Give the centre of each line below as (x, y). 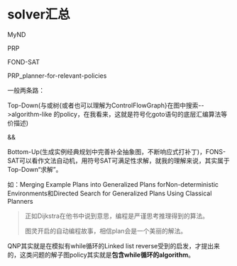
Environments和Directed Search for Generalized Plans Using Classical (110, 193)
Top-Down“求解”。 (35, 169)
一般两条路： (26, 90)
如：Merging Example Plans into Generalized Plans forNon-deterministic (113, 184)
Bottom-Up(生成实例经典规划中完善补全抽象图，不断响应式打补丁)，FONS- (116, 151)
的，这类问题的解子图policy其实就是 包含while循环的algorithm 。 (101, 255)
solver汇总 (39, 15)
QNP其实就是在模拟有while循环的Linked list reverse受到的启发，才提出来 (114, 245)
